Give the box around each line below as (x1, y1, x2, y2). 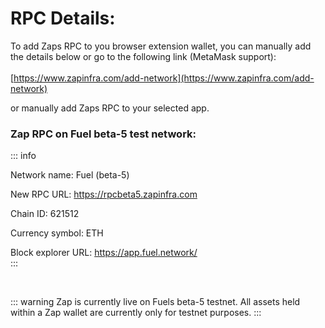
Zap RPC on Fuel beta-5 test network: (10, 127, 197, 141)
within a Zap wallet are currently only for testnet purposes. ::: (10, 307, 262, 319)
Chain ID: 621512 (10, 208, 80, 220)
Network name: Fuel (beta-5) (10, 169, 130, 181)
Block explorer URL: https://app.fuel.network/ (10, 247, 198, 259)
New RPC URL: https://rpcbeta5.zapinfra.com (10, 188, 198, 201)
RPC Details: (10, 7, 116, 30)
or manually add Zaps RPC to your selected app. (10, 102, 210, 114)
